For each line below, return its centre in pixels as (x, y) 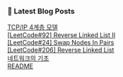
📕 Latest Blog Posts (41, 11)
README (20, 66)
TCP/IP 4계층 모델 (33, 27)
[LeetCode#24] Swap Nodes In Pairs (61, 43)
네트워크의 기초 (28, 58)
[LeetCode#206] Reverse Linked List (61, 50)
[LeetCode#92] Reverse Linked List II (61, 35)
